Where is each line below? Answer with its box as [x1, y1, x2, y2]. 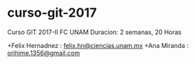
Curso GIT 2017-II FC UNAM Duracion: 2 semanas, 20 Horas [7, 28, 182, 36]
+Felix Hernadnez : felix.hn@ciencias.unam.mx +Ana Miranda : [7, 41, 189, 49]
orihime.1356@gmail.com [7, 49, 81, 57]
